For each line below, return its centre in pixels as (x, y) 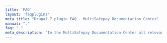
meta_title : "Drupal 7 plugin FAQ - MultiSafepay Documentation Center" (82, 19)
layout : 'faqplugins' (28, 14)
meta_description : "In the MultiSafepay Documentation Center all (75, 33)
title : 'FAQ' (19, 10)
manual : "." (17, 23)
